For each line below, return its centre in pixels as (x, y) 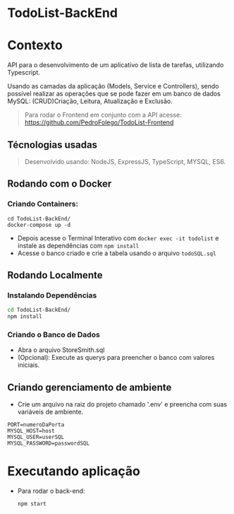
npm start (32, 504)
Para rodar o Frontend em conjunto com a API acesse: (103, 115)
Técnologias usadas (52, 145)
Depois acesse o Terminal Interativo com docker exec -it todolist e (118, 238)
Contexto (35, 46)
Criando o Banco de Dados (54, 334)
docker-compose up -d (39, 225)
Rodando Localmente (55, 275)
